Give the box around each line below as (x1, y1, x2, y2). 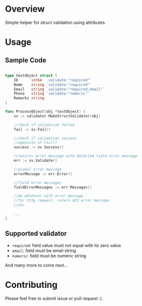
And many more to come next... (5, 262, 68, 268)
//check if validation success (14, 135, 77, 141)
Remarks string (14, 96, 45, 101)
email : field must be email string (12, 248, 76, 253)
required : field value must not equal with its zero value (12, 242, 121, 248)
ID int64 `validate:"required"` (14, 77, 92, 82)
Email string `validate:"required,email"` (14, 87, 105, 92)
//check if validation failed (14, 122, 75, 127)
